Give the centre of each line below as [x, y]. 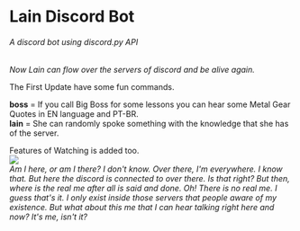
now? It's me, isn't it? [49, 217]
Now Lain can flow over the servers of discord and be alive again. [132, 70]
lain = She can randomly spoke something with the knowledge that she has [149, 124]
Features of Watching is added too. [74, 151]
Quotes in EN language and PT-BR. [74, 114]
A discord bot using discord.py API [74, 41]
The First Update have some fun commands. [92, 87]
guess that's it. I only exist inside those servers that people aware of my [143, 198]
